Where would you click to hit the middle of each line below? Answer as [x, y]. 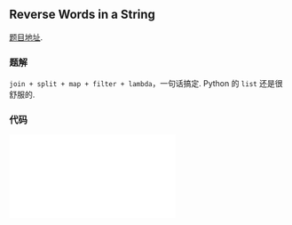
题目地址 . [26, 37]
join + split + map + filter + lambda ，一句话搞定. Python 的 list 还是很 [146, 84]
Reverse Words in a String [82, 15]
